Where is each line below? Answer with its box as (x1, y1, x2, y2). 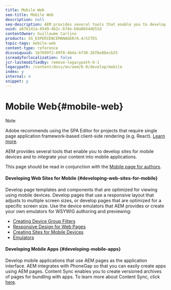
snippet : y (5, 79, 29, 84)
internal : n (5, 74, 31, 79)
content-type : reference (5, 45, 58, 51)
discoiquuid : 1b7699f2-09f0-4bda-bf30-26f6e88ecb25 (5, 50, 118, 55)
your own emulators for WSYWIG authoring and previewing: (5, 208, 132, 214)
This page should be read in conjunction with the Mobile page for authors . (5, 163, 162, 170)
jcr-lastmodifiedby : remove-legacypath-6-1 (5, 60, 100, 65)
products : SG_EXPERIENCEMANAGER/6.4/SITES (5, 36, 97, 41)
